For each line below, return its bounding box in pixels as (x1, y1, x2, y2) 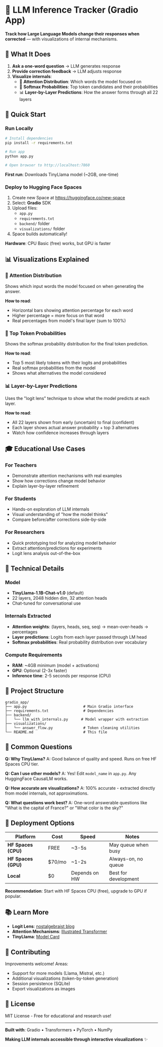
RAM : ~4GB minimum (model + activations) (12, 662, 99, 668)
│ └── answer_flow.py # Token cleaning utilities (5, 725, 140, 730)
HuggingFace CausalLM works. (5, 776, 68, 781)
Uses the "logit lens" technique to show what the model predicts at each (5, 396, 150, 401)
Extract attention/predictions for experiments (12, 545, 102, 551)
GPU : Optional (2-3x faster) (12, 667, 67, 673)
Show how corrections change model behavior (12, 478, 106, 484)
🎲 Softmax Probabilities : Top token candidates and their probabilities (19, 84, 158, 90)
